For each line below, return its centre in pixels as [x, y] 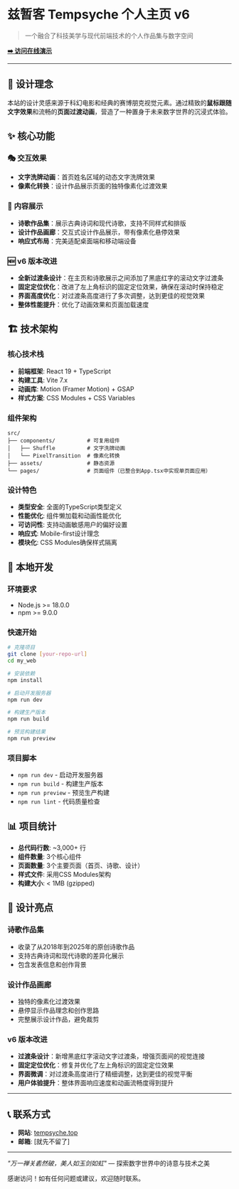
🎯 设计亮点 [30, 908]
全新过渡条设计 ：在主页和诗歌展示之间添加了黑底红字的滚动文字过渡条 [121, 278]
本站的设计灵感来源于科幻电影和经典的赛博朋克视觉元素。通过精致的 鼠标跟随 [119, 102]
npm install [25, 680]
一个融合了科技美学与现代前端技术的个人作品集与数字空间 [109, 36]
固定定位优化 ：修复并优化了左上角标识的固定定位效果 [96, 1065]
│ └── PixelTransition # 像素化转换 [64, 456]
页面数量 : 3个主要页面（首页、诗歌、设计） [81, 865]
